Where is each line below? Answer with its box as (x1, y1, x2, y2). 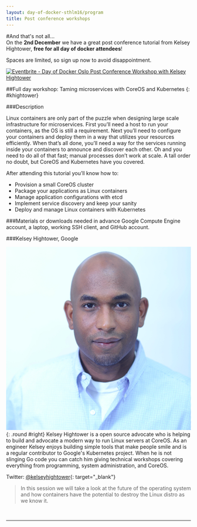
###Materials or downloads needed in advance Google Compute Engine (6, 217, 181, 224)
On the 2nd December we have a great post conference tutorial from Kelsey (6, 39, 191, 46)
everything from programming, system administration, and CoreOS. (6, 462, 169, 469)
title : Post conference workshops (6, 15, 91, 22)
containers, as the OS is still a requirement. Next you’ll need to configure (6, 127, 181, 134)
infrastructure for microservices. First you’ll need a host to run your (6, 120, 168, 127)
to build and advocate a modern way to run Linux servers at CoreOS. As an (6, 437, 187, 444)
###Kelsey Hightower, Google (6, 235, 79, 242)
